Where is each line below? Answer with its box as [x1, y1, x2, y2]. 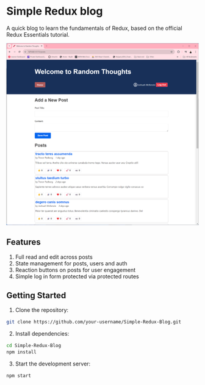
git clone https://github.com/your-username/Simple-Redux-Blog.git [6, 319, 182, 325]
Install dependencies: [15, 330, 70, 337]
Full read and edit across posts [15, 253, 93, 261]
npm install [6, 349, 37, 355]
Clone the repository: [15, 306, 69, 314]
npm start [6, 373, 32, 379]
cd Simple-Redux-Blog [6, 343, 62, 349]
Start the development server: [15, 360, 91, 367]
